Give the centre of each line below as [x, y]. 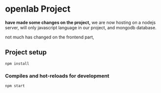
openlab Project [38, 9]
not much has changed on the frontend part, [50, 37]
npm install [17, 64]
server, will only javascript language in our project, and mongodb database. [81, 27]
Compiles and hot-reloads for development [57, 75]
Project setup [26, 52]
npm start [15, 86]
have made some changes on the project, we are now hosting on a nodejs [80, 22]
